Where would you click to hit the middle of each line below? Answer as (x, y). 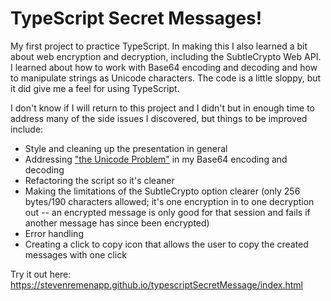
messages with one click (75, 254)
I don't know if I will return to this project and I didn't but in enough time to (163, 108)
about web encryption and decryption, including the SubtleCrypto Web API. (166, 56)
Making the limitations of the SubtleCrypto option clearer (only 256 (162, 191)
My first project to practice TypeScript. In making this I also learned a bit (159, 46)
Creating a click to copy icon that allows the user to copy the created (166, 244)
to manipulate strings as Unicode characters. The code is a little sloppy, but (166, 78)
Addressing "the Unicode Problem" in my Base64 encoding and (156, 159)
